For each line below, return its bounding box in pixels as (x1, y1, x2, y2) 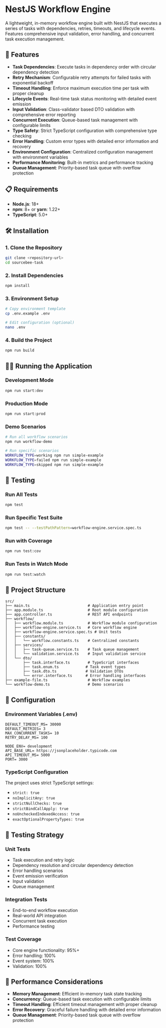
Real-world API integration (12, 912, 67, 918)
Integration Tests (5, 896, 47, 903)
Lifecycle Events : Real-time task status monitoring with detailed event (12, 95, 157, 101)
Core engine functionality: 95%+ (12, 947, 80, 953)
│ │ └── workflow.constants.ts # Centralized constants (5, 638, 140, 643)
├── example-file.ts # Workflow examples (5, 677, 131, 683)
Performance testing (12, 923, 55, 929)
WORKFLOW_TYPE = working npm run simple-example (5, 452, 104, 458)
